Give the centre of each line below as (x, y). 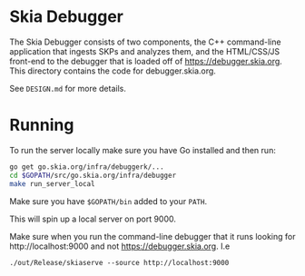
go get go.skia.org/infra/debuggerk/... (87, 167)
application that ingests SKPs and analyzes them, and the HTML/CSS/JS (145, 51)
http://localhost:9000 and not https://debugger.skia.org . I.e (120, 246)
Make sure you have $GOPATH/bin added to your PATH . (108, 201)
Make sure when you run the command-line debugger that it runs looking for (152, 236)
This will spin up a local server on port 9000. (93, 219)
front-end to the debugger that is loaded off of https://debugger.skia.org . (146, 61)
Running (42, 125)
